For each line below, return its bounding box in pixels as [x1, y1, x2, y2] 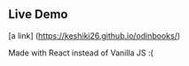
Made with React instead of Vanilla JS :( [8, 48, 154, 58]
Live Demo [8, 7, 68, 22]
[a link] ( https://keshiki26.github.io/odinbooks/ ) [8, 30, 181, 40]
